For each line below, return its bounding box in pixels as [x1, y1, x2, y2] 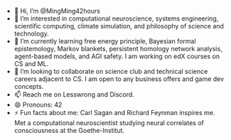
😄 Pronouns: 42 [14, 100, 63, 109]
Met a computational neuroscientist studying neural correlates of [14, 119, 204, 127]
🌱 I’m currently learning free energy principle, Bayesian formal [14, 37, 197, 45]
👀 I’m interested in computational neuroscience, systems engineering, [14, 14, 219, 23]
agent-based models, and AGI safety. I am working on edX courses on [14, 52, 220, 60]
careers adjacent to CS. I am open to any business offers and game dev [14, 75, 225, 83]
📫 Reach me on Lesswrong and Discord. [14, 90, 135, 99]
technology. [14, 29, 50, 38]
